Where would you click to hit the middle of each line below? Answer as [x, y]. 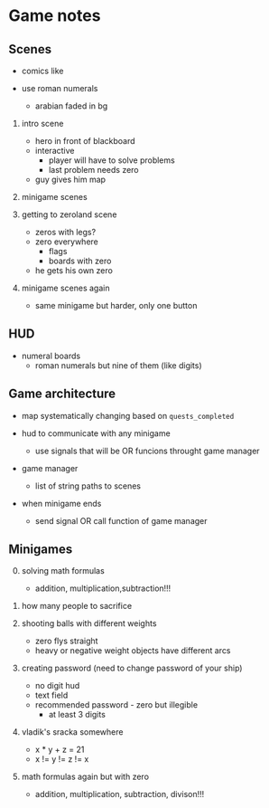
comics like [42, 71]
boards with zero [80, 261]
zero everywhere [66, 242]
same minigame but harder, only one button [116, 305]
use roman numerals [60, 88]
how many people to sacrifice [77, 606]
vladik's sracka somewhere [72, 732]
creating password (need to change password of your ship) [132, 668]
